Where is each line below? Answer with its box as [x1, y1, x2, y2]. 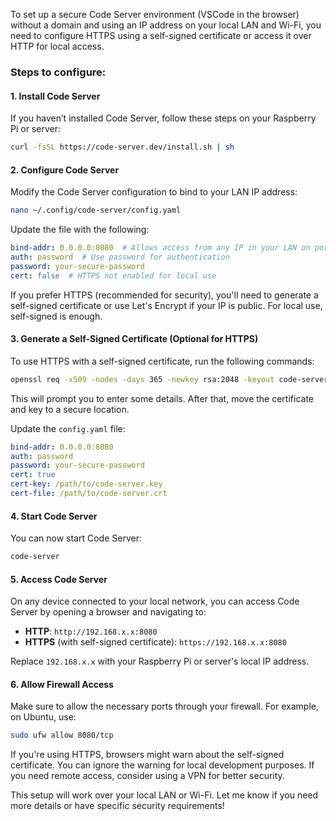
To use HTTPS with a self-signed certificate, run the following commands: [10, 355, 315, 367]
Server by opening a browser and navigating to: [10, 606, 207, 618]
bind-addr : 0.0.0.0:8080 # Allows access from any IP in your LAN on [10, 243, 311, 253]
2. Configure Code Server [10, 164, 120, 176]
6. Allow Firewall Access [10, 678, 114, 690]
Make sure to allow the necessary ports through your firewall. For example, [10, 700, 319, 713]
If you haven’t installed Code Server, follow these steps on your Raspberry [10, 112, 317, 124]
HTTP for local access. [10, 40, 105, 52]
